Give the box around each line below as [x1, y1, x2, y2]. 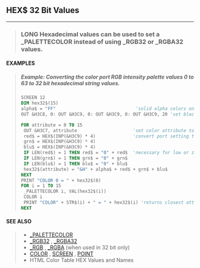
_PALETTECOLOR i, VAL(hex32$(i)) [23, 188, 107, 195]
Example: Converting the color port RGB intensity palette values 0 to [20, 73, 194, 80]
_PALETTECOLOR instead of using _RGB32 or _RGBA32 [20, 38, 183, 46]
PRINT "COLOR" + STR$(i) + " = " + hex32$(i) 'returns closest [23, 200, 184, 205]
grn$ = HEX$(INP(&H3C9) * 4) [23, 139, 96, 145]
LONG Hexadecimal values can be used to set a [20, 30, 160, 38]
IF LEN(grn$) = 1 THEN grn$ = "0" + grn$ [23, 155, 128, 161]
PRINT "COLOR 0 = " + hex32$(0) [20, 177, 101, 183]
